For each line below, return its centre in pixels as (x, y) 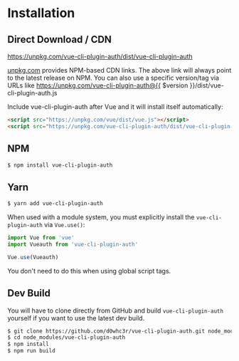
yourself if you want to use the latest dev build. (76, 318)
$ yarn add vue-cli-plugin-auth (55, 204)
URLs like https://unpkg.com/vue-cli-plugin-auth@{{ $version (98, 85)
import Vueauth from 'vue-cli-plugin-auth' (73, 244)
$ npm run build (31, 351)
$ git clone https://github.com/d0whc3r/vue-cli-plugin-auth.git (106, 331)
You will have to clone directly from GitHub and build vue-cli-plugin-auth (116, 310)
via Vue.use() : (64, 225)
